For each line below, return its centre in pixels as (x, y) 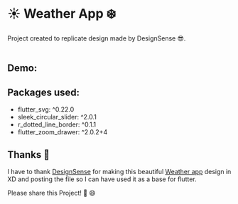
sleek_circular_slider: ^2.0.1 (57, 117)
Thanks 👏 (29, 155)
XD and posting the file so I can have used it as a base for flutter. (102, 179)
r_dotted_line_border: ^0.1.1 (57, 124)
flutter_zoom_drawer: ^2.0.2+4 (63, 132)
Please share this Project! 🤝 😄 (52, 193)
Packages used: (44, 92)
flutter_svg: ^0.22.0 (46, 109)
